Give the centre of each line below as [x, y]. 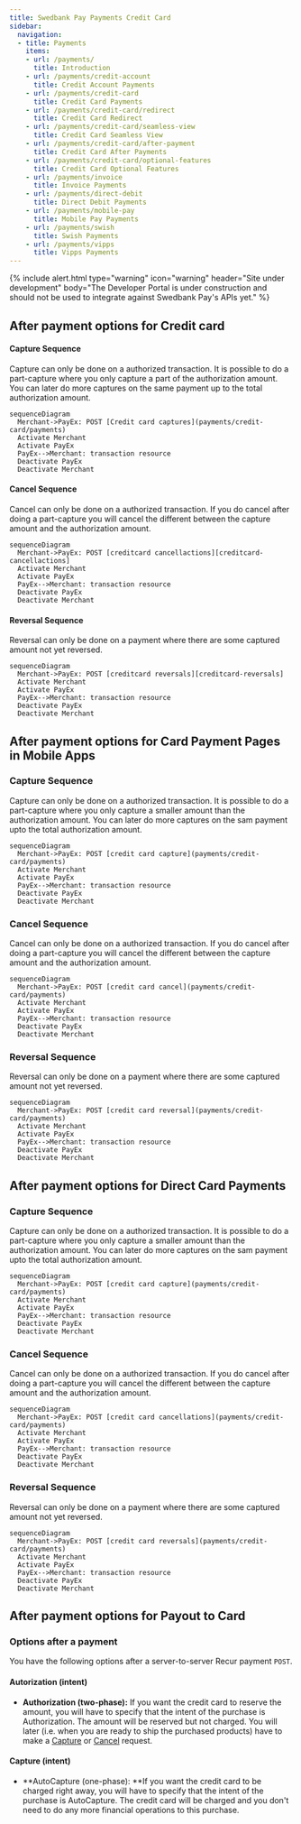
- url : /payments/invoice [74, 177]
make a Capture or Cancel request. [87, 1740]
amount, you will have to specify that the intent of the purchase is [144, 1711]
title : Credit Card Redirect [88, 118]
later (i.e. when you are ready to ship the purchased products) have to [152, 1731]
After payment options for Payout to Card [128, 1616]
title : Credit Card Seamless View [98, 135]
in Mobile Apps [53, 755]
